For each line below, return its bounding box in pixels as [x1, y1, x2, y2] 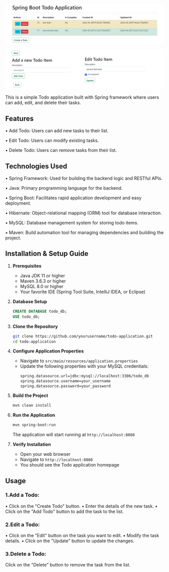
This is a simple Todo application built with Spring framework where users [5, 94, 159, 100]
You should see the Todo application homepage [20, 462, 120, 468]
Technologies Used [5, 162, 67, 170]
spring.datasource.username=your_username [20, 379, 111, 384]
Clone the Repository [12, 323, 58, 329]
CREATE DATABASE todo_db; [12, 309, 67, 314]
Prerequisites [12, 263, 42, 269]
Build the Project [12, 392, 48, 398]
